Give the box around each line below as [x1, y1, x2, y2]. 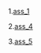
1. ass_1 [8, 7, 30, 16]
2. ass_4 [8, 22, 33, 30]
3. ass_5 [8, 37, 33, 46]
